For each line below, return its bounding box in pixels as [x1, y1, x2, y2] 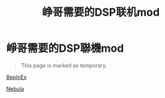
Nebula [6, 85, 24, 92]
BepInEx [6, 73, 27, 81]
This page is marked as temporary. [20, 61, 107, 69]
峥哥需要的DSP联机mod [41, 5, 160, 19]
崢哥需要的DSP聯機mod [6, 41, 124, 55]
